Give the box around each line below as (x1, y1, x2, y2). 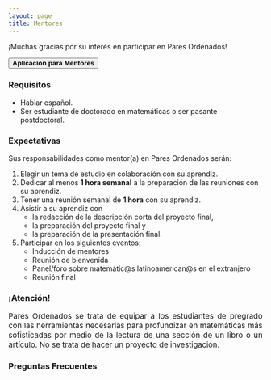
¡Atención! (8, 293, 51, 304)
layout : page (8, 11, 52, 20)
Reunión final (31, 272, 77, 282)
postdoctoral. (19, 115, 65, 125)
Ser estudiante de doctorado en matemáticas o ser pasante (19, 106, 218, 116)
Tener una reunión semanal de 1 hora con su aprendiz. (19, 195, 202, 205)
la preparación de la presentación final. (31, 230, 163, 239)
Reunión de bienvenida (31, 255, 109, 265)
